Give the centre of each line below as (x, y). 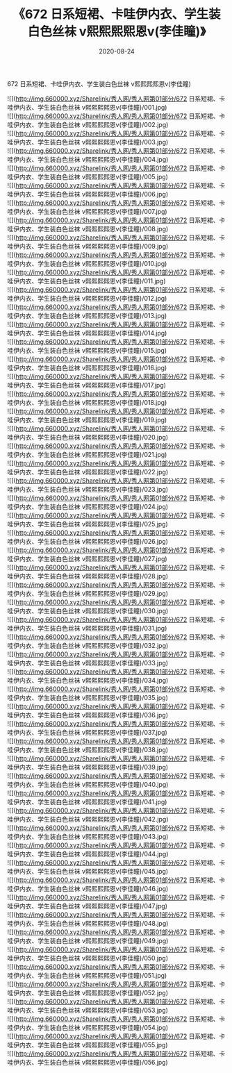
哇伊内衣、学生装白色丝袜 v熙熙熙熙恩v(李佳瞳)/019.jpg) (87, 419)
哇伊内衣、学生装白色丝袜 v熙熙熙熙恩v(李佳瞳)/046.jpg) (88, 888)
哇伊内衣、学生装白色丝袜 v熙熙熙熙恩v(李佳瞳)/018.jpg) (87, 402)
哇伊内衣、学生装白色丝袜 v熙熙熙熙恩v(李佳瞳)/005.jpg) (88, 176)
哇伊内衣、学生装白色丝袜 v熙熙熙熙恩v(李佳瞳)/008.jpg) (88, 228)
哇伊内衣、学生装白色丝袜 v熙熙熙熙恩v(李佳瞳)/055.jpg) (88, 1045)
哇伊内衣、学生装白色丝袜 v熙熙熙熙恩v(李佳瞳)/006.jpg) (88, 194)
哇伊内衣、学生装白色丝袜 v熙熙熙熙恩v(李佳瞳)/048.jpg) (88, 923)
